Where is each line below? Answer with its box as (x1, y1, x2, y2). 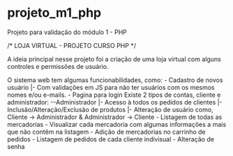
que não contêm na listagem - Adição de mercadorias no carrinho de (7, 127, 206, 136)
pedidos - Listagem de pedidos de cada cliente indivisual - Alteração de (7, 134, 215, 143)
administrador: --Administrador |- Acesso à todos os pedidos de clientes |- (7, 97, 223, 106)
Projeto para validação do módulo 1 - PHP (7, 28, 127, 36)
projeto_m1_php (7, 5, 102, 21)
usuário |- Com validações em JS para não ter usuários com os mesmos (7, 83, 215, 91)
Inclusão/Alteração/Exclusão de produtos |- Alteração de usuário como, (7, 105, 214, 114)
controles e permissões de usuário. (7, 62, 109, 70)
